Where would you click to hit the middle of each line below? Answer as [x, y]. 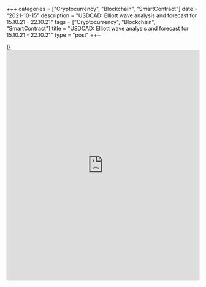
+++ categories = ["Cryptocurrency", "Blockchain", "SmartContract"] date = [102, 9]
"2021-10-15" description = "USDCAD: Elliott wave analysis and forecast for [102, 15]
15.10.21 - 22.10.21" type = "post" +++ [54, 35]
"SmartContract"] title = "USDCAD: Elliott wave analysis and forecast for [97, 28]
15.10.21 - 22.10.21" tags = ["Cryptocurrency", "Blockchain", [81, 22]
